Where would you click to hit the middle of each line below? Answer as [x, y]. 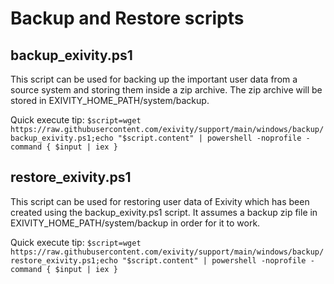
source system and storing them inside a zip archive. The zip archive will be [166, 90]
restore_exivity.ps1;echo [64, 260]
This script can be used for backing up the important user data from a [154, 79]
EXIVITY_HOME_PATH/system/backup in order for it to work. [135, 223]
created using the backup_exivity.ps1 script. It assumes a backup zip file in [164, 212]
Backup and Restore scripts [127, 18]
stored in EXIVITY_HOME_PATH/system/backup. [110, 100]
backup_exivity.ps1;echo [62, 138]
